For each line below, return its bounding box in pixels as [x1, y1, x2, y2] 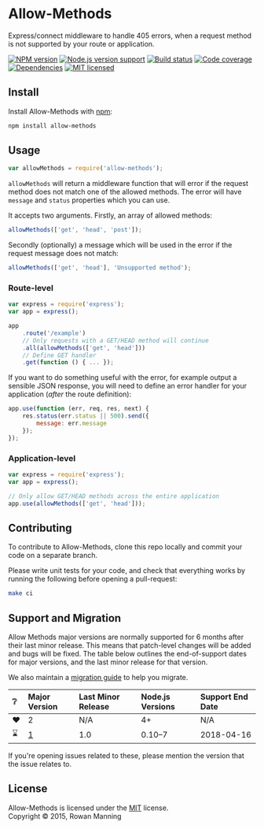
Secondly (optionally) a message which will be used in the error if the [8, 240, 233, 250]
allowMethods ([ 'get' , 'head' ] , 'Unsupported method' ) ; [8, 264, 192, 272]
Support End [200, 691, 249, 702]
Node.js [141, 691, 170, 702]
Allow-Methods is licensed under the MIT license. [8, 803, 169, 812]
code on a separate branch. [8, 551, 98, 560]
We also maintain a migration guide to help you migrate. [8, 673, 189, 682]
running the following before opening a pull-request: [8, 574, 178, 584]
